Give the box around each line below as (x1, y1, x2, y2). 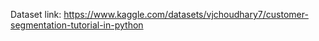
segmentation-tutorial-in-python (10, 19, 144, 31)
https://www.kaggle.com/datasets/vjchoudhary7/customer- (63, 9, 309, 20)
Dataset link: (10, 9, 62, 20)
